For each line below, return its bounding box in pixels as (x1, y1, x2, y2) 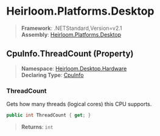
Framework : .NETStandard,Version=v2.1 (21, 24, 122, 32)
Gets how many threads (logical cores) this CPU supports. (6, 101, 152, 108)
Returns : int (21, 123, 54, 131)
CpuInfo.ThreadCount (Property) (6, 49, 134, 59)
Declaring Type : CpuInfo (21, 71, 84, 79)
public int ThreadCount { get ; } (6, 112, 91, 118)
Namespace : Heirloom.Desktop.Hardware (21, 65, 127, 72)
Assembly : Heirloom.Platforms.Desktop (21, 30, 122, 38)
